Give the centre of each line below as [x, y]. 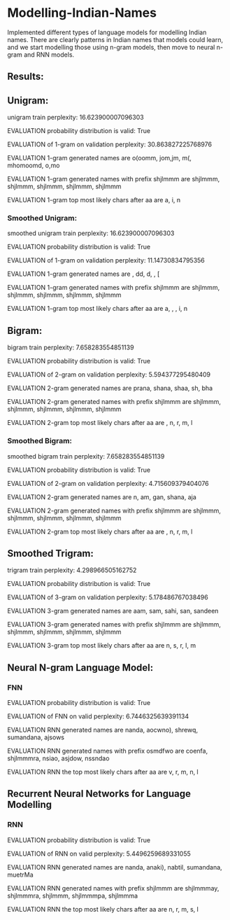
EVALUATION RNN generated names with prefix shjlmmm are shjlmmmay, [113, 888]
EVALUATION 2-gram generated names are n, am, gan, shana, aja [102, 497]
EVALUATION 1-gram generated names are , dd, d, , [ [84, 274]
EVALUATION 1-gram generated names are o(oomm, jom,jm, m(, [100, 158]
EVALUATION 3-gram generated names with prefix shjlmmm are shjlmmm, [114, 625]
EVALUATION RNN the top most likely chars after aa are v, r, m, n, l [103, 772]
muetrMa [20, 874]
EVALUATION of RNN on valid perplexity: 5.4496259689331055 [99, 853]
